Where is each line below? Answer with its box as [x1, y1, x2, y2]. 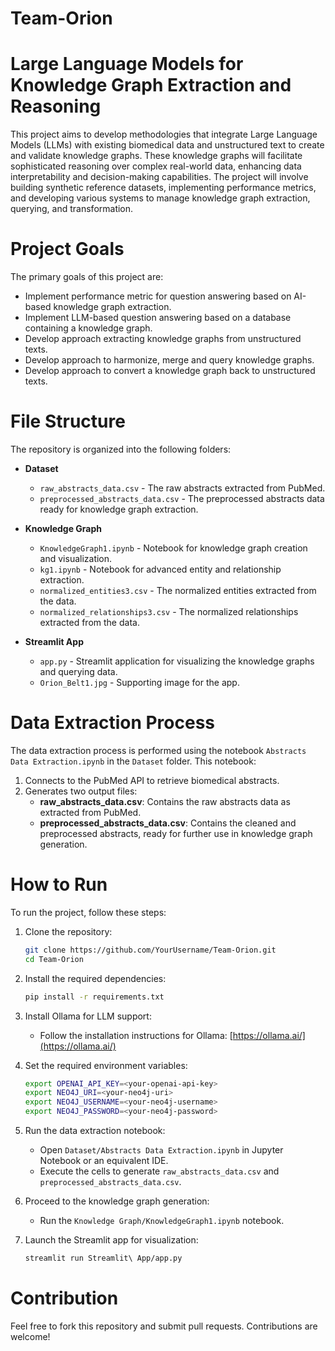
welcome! [10, 1330, 51, 1342]
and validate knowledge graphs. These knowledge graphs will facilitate [10, 150, 303, 162]
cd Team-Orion [24, 954, 84, 964]
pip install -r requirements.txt [24, 992, 165, 1002]
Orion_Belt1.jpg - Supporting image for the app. [39, 677, 240, 688]
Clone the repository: [24, 925, 113, 937]
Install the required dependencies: [24, 972, 167, 984]
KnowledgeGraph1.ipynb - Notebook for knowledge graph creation [39, 542, 308, 554]
